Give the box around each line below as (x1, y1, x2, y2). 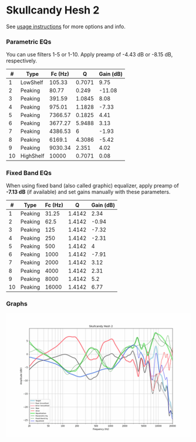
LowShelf (20, 79, 43, 86)
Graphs (6, 300, 28, 308)
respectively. (6, 57, 37, 65)
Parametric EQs (6, 38, 52, 46)
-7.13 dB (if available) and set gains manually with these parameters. (6, 189, 171, 196)
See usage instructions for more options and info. (6, 23, 126, 30)
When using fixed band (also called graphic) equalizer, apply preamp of (6, 182, 179, 189)
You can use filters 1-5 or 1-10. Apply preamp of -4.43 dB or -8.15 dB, (6, 51, 173, 58)
